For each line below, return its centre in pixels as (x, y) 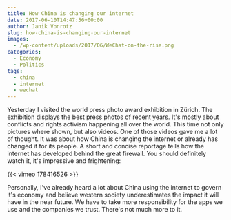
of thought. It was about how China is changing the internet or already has (113, 139)
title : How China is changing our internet (71, 13)
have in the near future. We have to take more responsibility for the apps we (115, 202)
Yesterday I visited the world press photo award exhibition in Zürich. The (110, 110)
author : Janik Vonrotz (40, 26)
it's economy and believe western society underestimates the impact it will (113, 195)
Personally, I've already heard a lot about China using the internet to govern (114, 188)
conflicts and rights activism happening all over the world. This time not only (115, 124)
